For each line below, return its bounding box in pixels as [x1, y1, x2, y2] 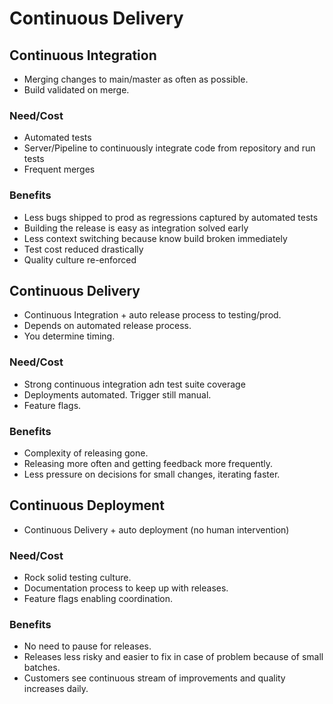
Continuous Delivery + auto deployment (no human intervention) [23, 523, 290, 536]
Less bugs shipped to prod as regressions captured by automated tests [23, 211, 319, 223]
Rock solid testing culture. [23, 572, 132, 584]
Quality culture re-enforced [23, 253, 137, 266]
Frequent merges [23, 163, 96, 176]
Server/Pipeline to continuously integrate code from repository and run [23, 142, 316, 154]
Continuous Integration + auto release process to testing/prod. [23, 309, 282, 321]
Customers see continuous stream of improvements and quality [23, 672, 286, 684]
